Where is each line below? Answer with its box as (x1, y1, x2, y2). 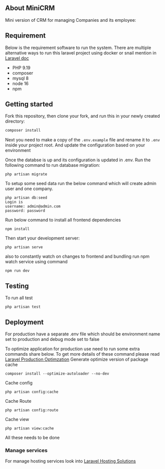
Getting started (5, 100, 53, 108)
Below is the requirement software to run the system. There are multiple (5, 45, 152, 50)
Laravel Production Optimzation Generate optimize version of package (5, 356, 148, 362)
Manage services (5, 447, 48, 454)
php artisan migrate (5, 172, 48, 177)
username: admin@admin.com (5, 204, 61, 209)
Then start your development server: (5, 235, 80, 241)
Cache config (5, 379, 33, 385)
